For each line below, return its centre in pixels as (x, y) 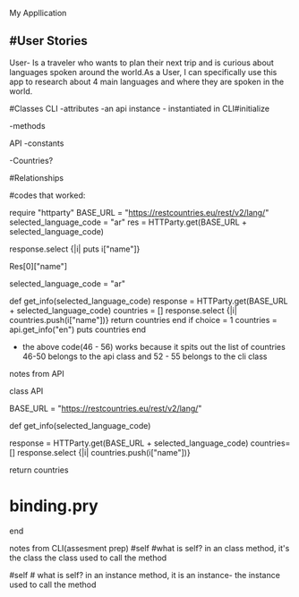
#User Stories (48, 41)
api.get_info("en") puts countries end (77, 329)
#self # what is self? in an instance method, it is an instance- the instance (145, 575)
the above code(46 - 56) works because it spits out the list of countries (154, 346)
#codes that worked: (47, 195)
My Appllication (38, 13)
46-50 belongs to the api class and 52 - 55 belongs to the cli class (145, 356)
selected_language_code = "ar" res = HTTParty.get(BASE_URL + (128, 222)
